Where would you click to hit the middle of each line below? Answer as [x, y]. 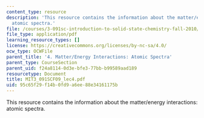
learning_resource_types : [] [43, 40]
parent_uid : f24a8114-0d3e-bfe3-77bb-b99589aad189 [72, 68]
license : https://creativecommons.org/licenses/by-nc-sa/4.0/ [87, 46]
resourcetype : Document [36, 74]
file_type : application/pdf [42, 34]
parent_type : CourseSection [42, 62]
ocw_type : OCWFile [29, 51]
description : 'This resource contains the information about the [90, 18]
